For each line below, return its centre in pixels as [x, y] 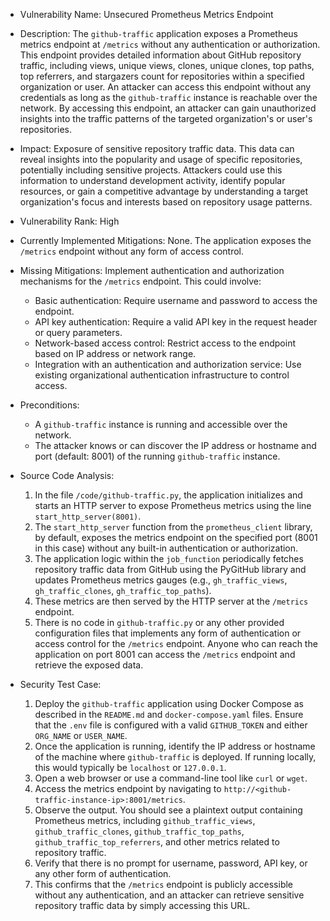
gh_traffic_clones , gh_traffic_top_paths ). [123, 590]
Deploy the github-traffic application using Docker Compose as [169, 703]
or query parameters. [78, 332]
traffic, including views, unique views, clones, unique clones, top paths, [167, 65]
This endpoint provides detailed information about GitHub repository [160, 55]
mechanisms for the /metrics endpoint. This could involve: [140, 281]
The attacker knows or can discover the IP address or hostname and [175, 445]
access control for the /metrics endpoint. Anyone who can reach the [176, 643]
